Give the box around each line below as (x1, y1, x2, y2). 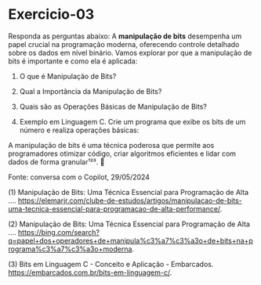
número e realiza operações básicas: (19, 125, 140, 135)
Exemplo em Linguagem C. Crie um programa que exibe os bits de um (19, 117, 246, 126)
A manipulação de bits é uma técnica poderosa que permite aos (8, 140, 215, 150)
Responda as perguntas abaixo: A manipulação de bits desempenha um (8, 31, 242, 41)
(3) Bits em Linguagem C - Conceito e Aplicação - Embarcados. (8, 259, 214, 269)
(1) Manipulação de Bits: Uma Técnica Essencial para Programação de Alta (8, 187, 249, 197)
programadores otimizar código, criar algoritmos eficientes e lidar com (8, 149, 237, 158)
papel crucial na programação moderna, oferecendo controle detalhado (8, 39, 240, 49)
